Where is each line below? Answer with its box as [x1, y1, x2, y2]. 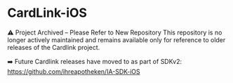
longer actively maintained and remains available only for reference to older [7, 35, 226, 44]
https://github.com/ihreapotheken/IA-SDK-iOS [7, 67, 140, 75]
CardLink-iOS [7, 5, 88, 21]
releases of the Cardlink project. [7, 43, 100, 51]
